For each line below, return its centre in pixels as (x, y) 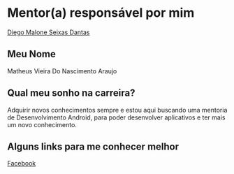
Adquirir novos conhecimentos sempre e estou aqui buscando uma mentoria (117, 110)
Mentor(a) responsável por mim (101, 13)
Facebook (22, 164)
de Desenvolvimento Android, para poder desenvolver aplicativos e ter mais (116, 117)
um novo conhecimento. (42, 124)
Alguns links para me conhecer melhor (93, 146)
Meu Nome (31, 54)
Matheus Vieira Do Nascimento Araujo (62, 71)
